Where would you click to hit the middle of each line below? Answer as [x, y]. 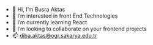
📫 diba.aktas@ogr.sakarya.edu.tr [54, 36]
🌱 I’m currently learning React [50, 22]
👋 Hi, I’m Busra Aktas [39, 9]
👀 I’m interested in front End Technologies [65, 16]
